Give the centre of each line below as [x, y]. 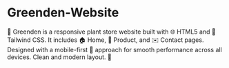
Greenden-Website [63, 13]
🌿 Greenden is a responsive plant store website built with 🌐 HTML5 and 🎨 [111, 32]
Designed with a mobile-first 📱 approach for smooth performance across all [114, 49]
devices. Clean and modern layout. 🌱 [60, 57]
